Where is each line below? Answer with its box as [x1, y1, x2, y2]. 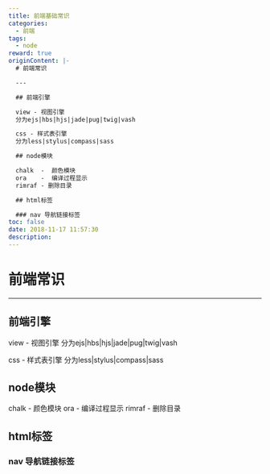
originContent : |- [8, 57, 70, 65]
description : [8, 233, 52, 242]
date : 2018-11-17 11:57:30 [8, 226, 99, 234]
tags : [8, 34, 27, 43]
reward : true [8, 49, 52, 57]
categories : [8, 19, 48, 27]
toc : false [8, 218, 45, 227]
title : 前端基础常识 [8, 11, 70, 20]
